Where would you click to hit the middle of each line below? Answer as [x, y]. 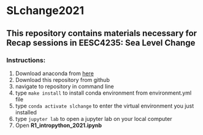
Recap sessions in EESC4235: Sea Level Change [101, 42]
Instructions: [26, 60]
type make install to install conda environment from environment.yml [103, 93]
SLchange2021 [45, 11]
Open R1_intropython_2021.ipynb [59, 125]
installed [26, 112]
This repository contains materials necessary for [102, 33]
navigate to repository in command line [65, 86]
